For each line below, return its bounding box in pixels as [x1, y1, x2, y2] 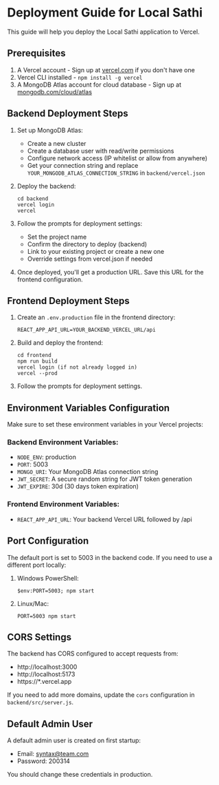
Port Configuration [7, 535, 89, 547]
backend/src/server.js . [7, 698, 74, 707]
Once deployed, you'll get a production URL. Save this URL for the [16, 268, 204, 276]
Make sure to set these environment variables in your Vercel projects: [7, 420, 204, 429]
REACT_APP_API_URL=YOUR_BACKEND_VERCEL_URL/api [16, 327, 156, 334]
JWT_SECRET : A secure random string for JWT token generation [16, 475, 192, 483]
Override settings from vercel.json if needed [27, 255, 153, 263]
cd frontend [16, 352, 51, 359]
